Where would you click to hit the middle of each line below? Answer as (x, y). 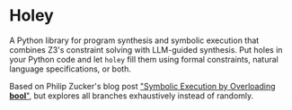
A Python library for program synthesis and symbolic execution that (134, 40)
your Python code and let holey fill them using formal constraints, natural (144, 59)
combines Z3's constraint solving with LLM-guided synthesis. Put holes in (146, 49)
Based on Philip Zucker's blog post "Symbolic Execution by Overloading (142, 86)
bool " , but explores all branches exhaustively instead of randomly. (132, 96)
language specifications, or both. (71, 69)
